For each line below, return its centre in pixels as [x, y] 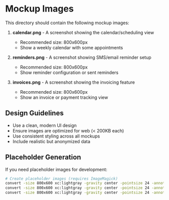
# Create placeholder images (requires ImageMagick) [62, 179]
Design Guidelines [34, 113]
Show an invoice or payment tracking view [64, 97]
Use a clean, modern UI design [45, 125]
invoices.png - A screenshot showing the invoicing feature [74, 82]
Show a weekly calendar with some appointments [71, 47]
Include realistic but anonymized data [51, 141]
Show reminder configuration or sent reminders [69, 72]
